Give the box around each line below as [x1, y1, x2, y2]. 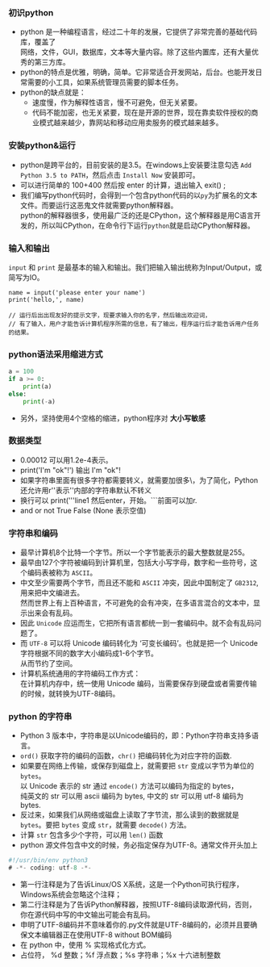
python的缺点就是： [19, 87, 86, 98]
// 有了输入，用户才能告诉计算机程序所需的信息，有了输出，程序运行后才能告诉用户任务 [8, 320, 260, 328]
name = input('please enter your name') [8, 288, 147, 296]
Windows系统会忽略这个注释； [19, 890, 123, 899]
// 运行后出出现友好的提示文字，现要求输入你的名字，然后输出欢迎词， [8, 311, 211, 320]
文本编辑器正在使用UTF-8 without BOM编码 [27, 930, 172, 940]
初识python [8, 6, 54, 18]
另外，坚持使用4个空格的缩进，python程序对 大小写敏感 [19, 413, 206, 423]
